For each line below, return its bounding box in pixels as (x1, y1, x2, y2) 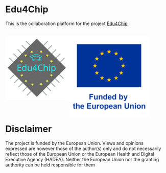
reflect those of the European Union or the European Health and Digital (5, 151, 155, 157)
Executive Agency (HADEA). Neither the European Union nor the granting (5, 156, 159, 162)
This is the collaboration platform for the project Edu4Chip (5, 20, 128, 27)
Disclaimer (5, 123, 52, 135)
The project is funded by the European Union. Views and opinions (5, 140, 144, 146)
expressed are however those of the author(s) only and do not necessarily (5, 145, 161, 152)
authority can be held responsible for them (5, 162, 96, 168)
